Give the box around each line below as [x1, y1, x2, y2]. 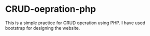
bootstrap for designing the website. [5, 25, 80, 31]
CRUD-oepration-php [5, 3, 96, 15]
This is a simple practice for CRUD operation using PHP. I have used [5, 20, 145, 26]
